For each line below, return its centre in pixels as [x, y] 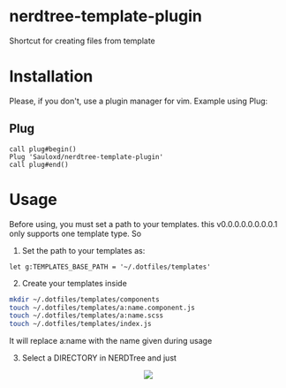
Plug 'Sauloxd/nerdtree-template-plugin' [87, 156]
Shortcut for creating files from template [83, 41]
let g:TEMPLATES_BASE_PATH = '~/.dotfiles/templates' [110, 267]
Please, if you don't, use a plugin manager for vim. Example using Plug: [139, 101]
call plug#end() [39, 164]
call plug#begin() [43, 149]
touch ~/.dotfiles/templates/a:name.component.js [102, 308]
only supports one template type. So [75, 233]
